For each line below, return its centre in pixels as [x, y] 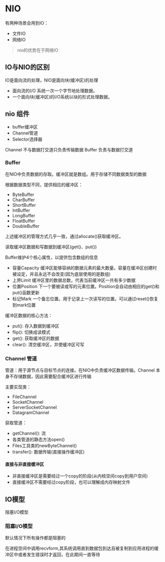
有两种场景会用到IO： [27, 23]
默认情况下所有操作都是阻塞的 [35, 538]
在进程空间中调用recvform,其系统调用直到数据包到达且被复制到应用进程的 [80, 548]
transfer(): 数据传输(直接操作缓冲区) [48, 452]
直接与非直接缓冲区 [25, 464]
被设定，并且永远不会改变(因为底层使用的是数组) [61, 274]
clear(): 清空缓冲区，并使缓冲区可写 [48, 344]
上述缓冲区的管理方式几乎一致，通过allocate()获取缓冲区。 [64, 236]
